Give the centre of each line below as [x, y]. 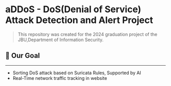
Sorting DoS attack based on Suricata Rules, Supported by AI [77, 73]
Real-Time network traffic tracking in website [60, 78]
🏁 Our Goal [23, 56]
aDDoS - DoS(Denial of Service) [73, 9]
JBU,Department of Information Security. [61, 40]
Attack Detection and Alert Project [79, 20]
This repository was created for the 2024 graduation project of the [88, 34]
